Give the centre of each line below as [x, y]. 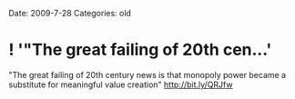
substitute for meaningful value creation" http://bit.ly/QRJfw [121, 84]
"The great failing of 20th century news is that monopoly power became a [147, 74]
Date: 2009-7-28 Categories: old [70, 13]
